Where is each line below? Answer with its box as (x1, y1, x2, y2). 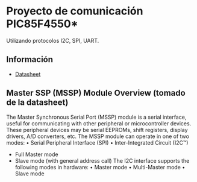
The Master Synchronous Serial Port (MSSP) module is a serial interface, (6, 113, 187, 121)
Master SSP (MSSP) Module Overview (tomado (6, 88, 186, 98)
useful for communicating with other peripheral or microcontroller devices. (6, 119, 192, 127)
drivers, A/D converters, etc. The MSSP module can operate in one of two (6, 133, 190, 140)
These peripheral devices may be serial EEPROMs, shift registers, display (6, 126, 188, 133)
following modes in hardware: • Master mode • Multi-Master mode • (14, 163, 186, 171)
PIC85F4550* (6, 17, 78, 31)
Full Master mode (14, 151, 58, 158)
